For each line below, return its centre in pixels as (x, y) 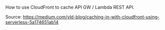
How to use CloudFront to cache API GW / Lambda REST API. (70, 7)
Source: (14, 17)
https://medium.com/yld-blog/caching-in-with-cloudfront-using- (91, 17)
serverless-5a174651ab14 (32, 22)
